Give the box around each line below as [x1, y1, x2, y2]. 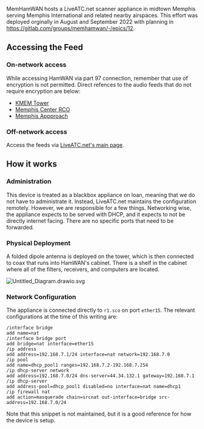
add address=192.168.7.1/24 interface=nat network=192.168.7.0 [6, 351, 171, 358]
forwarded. [6, 223, 35, 231]
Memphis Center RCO [15, 106, 70, 113]
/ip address [6, 346, 37, 353]
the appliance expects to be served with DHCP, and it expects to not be [6, 211, 186, 218]
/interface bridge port [6, 336, 67, 342]
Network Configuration [6, 292, 77, 301]
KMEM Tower [15, 99, 49, 106]
